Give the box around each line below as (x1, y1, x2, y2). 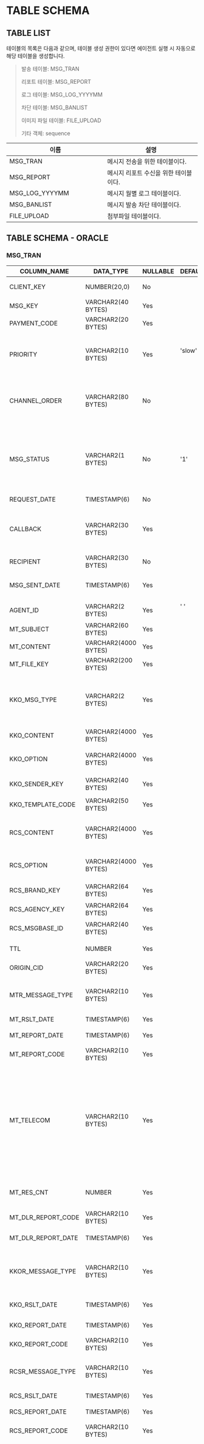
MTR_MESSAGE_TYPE (9, 990, 73, 999)
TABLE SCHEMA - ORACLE (6, 233, 109, 244)
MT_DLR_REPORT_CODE (9, 1213, 80, 1221)
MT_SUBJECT (9, 625, 50, 633)
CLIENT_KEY (9, 282, 46, 291)
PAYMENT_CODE (9, 319, 58, 327)
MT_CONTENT (9, 642, 51, 650)
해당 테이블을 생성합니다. (6, 52, 65, 60)
